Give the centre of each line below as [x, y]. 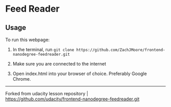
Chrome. [22, 79]
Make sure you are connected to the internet [59, 64]
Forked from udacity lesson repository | [47, 94]
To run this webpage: [27, 40]
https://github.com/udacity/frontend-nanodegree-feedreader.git [73, 99]
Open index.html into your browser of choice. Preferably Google [80, 74]
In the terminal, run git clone [44, 49]
